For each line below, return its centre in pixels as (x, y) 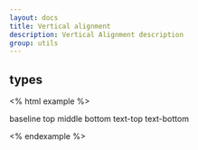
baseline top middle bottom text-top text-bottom (99, 119)
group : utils (34, 43)
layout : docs (34, 18)
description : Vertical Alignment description (96, 34)
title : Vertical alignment (60, 26)
